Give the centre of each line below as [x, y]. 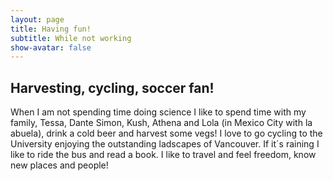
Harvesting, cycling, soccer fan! [112, 87]
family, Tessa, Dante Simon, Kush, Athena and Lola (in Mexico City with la [161, 123]
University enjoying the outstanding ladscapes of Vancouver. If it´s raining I [165, 144]
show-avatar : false [51, 47]
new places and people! [59, 165]
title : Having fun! [51, 29]
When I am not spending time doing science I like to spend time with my [158, 112]
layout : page [37, 19]
